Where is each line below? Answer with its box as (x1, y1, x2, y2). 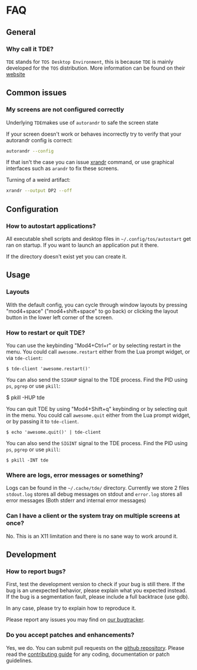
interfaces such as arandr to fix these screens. (6, 165, 119, 172)
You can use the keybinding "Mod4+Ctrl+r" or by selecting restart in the (6, 342, 181, 349)
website (6, 70, 25, 77)
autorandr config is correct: (6, 136, 73, 143)
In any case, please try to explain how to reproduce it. (6, 604, 136, 612)
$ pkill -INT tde (6, 457, 49, 463)
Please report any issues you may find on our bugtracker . (6, 616, 145, 623)
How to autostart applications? (6, 222, 96, 230)
